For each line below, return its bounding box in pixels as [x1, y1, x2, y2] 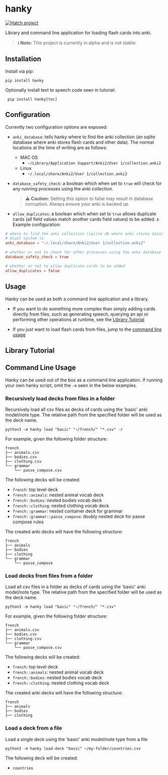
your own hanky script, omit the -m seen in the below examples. [5, 382, 137, 388]
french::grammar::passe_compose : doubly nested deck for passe [12, 514, 145, 519]
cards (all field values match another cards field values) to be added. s [12, 216, 159, 222]
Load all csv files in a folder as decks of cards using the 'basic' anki [5, 584, 146, 590]
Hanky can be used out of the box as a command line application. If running [5, 377, 163, 383]
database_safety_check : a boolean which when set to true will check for [12, 180, 162, 186]
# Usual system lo [5, 236, 44, 241]
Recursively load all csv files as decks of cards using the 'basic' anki [5, 406, 148, 412]
